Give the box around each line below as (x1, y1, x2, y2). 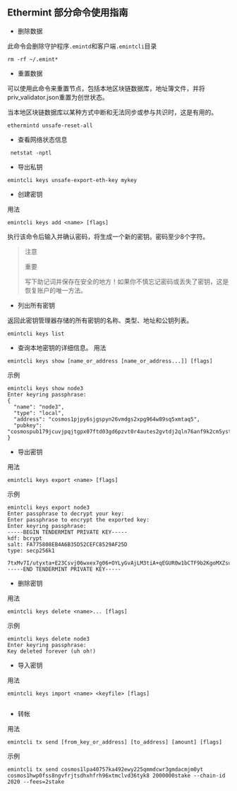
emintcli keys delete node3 (7, 635, 90, 642)
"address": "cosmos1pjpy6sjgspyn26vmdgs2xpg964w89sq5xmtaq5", (13, 416, 200, 423)
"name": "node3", (13, 403, 65, 411)
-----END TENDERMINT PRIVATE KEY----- (7, 565, 121, 573)
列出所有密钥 (17, 301, 55, 309)
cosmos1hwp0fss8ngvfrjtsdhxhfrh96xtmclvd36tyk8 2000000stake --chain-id (7, 772, 226, 779)
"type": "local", (13, 409, 65, 416)
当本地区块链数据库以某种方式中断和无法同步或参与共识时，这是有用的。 (7, 108, 217, 116)
